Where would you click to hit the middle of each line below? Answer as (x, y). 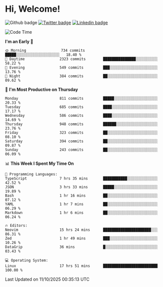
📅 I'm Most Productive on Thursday (42, 89)
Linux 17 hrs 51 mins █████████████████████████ (81, 266)
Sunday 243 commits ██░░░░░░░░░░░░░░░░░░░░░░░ (81, 150)
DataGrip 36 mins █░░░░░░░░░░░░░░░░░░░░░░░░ (81, 247)
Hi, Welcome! (33, 9)
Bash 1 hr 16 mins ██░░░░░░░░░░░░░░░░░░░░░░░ (81, 196)
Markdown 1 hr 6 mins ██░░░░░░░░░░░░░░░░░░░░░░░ (81, 213)
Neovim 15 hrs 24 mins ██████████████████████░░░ (81, 230)
